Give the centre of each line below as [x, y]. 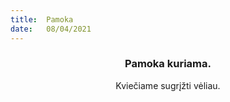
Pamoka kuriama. [168, 64]
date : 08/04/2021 [51, 29]
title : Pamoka [42, 19]
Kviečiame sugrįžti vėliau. [168, 85]
